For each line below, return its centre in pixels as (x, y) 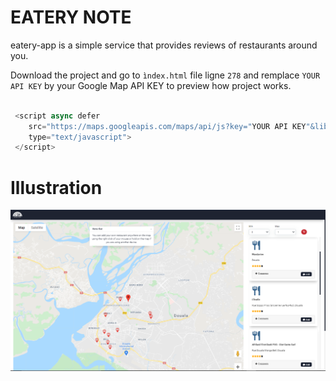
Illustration (56, 187)
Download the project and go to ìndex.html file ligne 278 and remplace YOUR (165, 75)
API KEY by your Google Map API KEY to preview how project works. (151, 85)
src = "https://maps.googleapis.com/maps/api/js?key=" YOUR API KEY (167, 126)
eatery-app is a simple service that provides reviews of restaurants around (164, 45)
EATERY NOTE (71, 17)
